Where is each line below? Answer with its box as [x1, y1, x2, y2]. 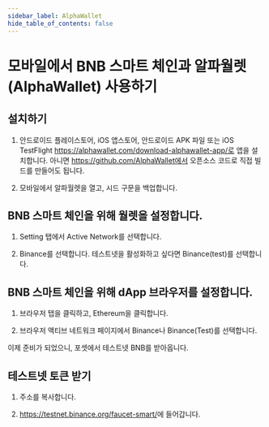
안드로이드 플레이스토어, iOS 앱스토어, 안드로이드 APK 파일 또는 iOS [19, 135, 234, 144]
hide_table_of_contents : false [7, 19, 113, 28]
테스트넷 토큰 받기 [7, 369, 92, 382]
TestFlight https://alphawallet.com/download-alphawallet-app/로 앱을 [19, 145, 250, 155]
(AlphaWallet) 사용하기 [7, 77, 157, 96]
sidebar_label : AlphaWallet [7, 11, 103, 20]
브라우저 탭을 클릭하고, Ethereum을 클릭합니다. [19, 308, 169, 318]
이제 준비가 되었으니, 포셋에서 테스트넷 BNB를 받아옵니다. [7, 343, 189, 353]
